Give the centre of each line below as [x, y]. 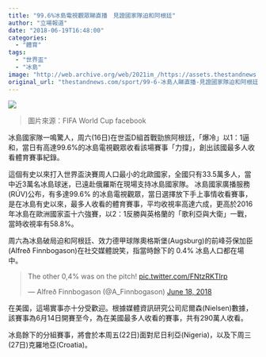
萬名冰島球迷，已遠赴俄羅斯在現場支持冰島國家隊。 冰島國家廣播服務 [139, 184]
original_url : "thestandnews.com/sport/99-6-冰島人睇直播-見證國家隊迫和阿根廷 [133, 82]
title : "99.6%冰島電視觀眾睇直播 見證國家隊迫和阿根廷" [92, 15]
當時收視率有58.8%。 [43, 224]
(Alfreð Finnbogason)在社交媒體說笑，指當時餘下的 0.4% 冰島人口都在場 [126, 250]
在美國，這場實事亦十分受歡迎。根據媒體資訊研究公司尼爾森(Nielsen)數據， [131, 308]
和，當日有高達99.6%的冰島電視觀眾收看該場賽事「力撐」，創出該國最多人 [128, 147]
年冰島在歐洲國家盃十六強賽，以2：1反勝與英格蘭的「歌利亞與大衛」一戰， [130, 213]
